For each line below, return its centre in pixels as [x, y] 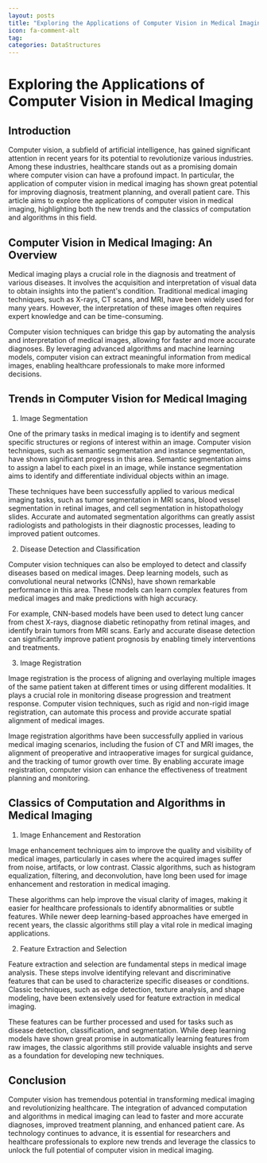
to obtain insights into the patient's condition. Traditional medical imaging [128, 290]
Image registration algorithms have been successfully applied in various [126, 736]
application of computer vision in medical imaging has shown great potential [133, 184]
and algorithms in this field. [53, 218]
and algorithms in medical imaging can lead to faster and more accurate [126, 1116]
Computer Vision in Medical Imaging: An [110, 242]
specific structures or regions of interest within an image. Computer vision [130, 441]
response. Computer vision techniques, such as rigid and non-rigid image [129, 703]
